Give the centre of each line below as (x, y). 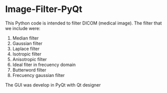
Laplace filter (26, 48)
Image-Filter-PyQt (44, 9)
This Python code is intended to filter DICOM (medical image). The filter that (83, 23)
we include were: (23, 28)
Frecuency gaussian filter (38, 75)
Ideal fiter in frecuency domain (44, 64)
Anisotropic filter (29, 59)
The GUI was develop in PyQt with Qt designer (53, 85)
